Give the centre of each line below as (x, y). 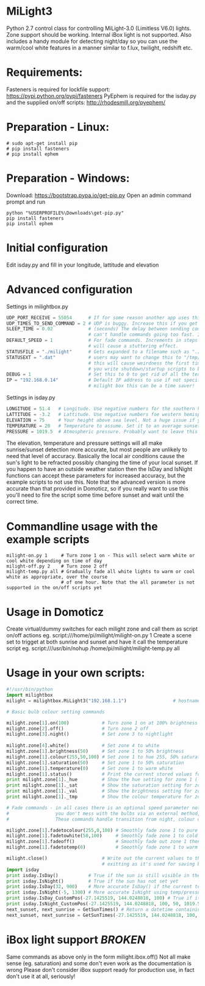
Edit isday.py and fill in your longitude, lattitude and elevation (83, 265)
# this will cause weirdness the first (139, 363)
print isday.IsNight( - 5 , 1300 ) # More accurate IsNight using (87, 892)
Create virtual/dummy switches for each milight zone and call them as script (102, 629)
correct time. (23, 502)
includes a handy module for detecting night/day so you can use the (92, 41)
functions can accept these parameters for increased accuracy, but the (96, 476)
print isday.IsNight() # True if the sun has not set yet (92, 881)
